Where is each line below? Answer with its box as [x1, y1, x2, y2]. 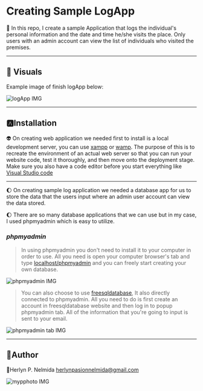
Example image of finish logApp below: [6, 83, 104, 90]
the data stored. [6, 199, 46, 207]
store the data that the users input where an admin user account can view [6, 193, 190, 200]
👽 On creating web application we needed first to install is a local [6, 135, 169, 142]
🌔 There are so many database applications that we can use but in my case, [6, 211, 197, 218]
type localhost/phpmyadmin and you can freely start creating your [21, 259, 186, 266]
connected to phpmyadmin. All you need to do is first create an [21, 295, 178, 302]
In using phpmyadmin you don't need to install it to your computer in [21, 246, 192, 253]
